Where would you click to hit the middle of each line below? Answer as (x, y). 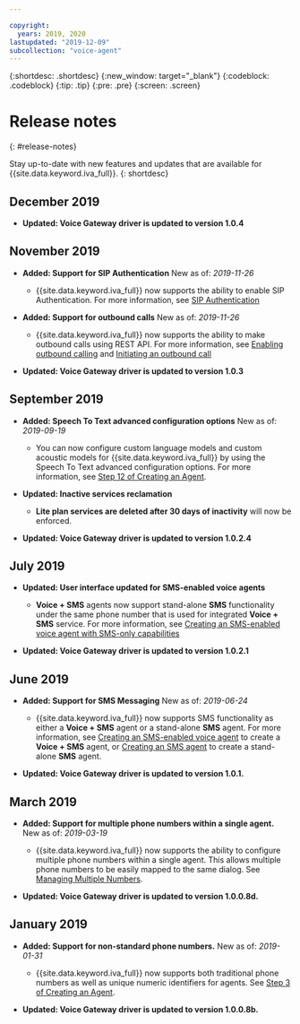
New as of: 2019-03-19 (64, 833)
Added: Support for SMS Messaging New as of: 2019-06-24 (135, 701)
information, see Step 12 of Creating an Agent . (121, 476)
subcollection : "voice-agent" (66, 50)
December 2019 (55, 201)
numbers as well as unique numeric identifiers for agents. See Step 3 (163, 982)
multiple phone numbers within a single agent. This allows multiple (159, 860)
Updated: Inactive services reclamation (97, 493)
